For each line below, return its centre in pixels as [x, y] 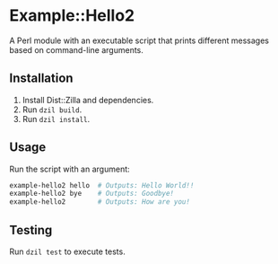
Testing [31, 230]
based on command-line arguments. [76, 49]
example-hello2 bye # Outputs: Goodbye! [92, 194]
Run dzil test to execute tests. [67, 251]
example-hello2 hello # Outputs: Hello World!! [102, 185]
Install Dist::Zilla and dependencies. [88, 100]
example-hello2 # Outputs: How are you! [100, 202]
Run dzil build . [52, 110]
